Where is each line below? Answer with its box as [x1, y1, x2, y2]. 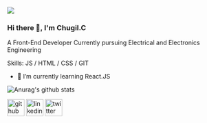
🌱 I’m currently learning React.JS [17, 72, 111, 81]
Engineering [7, 46, 41, 54]
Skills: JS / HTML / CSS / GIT [7, 59, 89, 68]
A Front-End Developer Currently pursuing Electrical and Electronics [7, 38, 201, 47]
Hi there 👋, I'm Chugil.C [7, 23, 87, 32]
